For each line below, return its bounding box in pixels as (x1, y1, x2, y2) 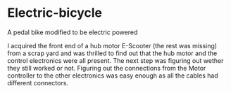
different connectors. (7, 78, 69, 87)
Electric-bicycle (7, 5, 102, 21)
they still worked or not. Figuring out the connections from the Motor (7, 64, 206, 72)
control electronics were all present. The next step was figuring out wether (7, 56, 224, 64)
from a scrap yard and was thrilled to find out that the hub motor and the (7, 49, 218, 57)
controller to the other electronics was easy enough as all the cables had (7, 71, 218, 80)
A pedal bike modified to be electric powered (7, 28, 138, 36)
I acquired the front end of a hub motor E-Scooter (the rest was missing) (7, 41, 217, 50)
